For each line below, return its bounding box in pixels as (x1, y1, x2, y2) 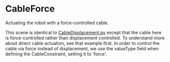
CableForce (5, 3, 55, 15)
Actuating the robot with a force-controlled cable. (5, 20, 109, 26)
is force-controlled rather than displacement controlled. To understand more (5, 35, 165, 41)
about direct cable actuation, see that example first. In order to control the (5, 40, 160, 46)
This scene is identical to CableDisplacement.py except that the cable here (5, 29, 161, 35)
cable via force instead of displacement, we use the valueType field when (5, 45, 159, 51)
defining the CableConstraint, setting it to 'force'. (5, 51, 108, 57)
